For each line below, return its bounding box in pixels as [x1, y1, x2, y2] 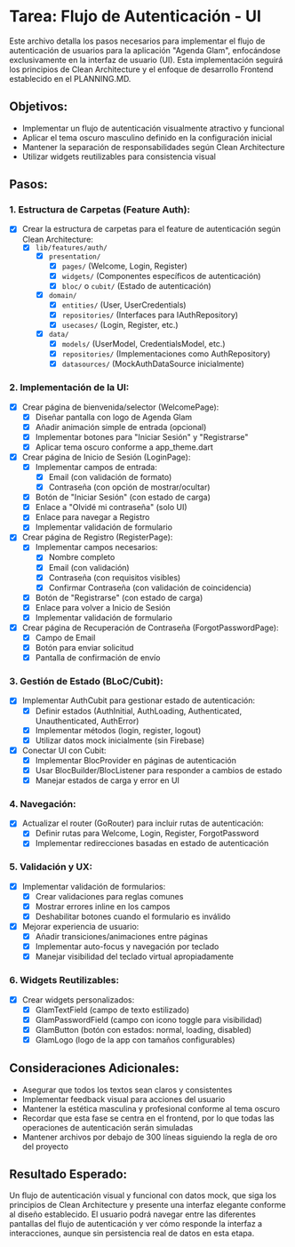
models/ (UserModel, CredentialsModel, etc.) [61, 339, 226, 349]
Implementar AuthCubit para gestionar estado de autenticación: [21, 695, 256, 706]
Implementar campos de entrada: [35, 461, 157, 472]
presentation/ [48, 252, 101, 261]
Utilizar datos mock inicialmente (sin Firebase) [35, 735, 205, 746]
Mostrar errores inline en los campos [35, 900, 171, 912]
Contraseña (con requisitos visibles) [48, 572, 181, 583]
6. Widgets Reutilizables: [9, 974, 120, 987]
